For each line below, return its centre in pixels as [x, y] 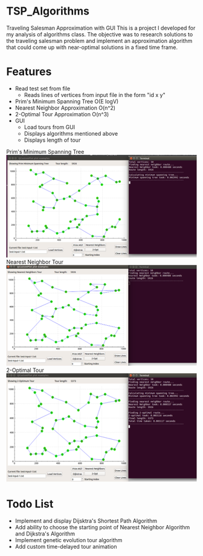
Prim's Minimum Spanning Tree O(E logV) [67, 101]
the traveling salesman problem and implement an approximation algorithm [99, 41]
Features [29, 72]
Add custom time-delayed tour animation [66, 547]
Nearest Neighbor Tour [35, 262]
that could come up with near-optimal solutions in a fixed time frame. [92, 47]
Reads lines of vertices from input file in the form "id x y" [95, 94]
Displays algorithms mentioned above [71, 133]
